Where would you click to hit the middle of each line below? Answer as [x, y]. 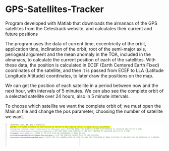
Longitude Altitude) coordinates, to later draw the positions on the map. [79, 75]
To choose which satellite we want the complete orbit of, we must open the [83, 106]
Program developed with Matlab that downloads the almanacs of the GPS [81, 23]
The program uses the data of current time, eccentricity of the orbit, [76, 43]
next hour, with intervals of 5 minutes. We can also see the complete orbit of [84, 91]
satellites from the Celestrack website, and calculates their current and [79, 28]
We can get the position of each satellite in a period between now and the [82, 85]
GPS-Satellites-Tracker [55, 9]
